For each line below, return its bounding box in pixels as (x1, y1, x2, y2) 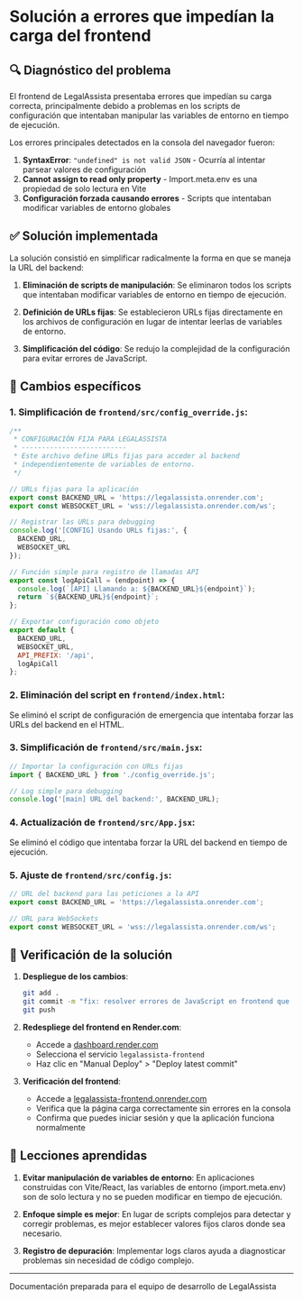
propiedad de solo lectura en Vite (22, 183, 147, 194)
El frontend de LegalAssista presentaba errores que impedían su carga (9, 91, 272, 101)
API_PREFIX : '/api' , (17, 651, 95, 660)
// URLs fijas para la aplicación (9, 484, 140, 493)
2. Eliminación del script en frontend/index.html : (9, 689, 225, 701)
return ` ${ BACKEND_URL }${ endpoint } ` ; (17, 592, 160, 601)
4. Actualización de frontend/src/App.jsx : (9, 816, 196, 829)
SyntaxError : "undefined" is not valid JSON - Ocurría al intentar (22, 155, 266, 165)
